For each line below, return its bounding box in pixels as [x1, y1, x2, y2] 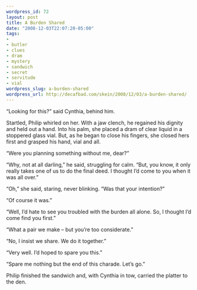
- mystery [6, 58, 31, 64]
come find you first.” [6, 214, 56, 221]
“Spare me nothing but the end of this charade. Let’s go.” [6, 260, 145, 267]
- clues [6, 47, 26, 53]
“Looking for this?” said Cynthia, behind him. [6, 107, 115, 114]
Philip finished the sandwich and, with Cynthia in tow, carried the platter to [6, 272, 188, 279]
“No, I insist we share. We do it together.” [6, 237, 107, 244]
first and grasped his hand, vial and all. [6, 138, 101, 145]
